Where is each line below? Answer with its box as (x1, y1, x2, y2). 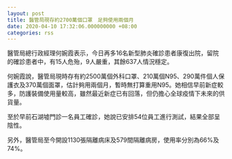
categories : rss (7, 29, 54, 36)
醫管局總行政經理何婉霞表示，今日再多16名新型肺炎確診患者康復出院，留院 (7, 49, 220, 57)
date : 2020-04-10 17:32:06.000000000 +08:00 (7, 23, 137, 30)
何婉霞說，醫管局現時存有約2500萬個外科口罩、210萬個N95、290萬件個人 (7, 72, 219, 81)
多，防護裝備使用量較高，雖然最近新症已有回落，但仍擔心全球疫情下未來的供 (7, 89, 225, 98)
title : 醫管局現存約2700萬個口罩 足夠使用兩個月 (7, 17, 134, 23)
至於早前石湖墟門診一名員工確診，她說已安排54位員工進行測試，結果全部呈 (7, 113, 221, 121)
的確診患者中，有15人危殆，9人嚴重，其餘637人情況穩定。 (7, 58, 173, 66)
